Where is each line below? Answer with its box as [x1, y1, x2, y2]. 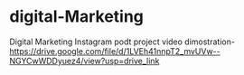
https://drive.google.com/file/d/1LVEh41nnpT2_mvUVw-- [9, 45, 221, 56]
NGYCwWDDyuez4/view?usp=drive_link [9, 55, 160, 66]
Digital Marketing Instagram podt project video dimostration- [9, 36, 235, 47]
